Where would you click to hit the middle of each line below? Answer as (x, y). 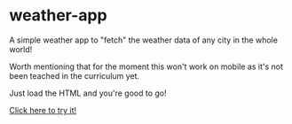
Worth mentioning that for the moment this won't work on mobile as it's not (146, 66)
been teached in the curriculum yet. (75, 75)
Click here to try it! (43, 110)
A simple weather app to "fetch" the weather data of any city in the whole (143, 40)
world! (21, 49)
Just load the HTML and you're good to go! (88, 93)
